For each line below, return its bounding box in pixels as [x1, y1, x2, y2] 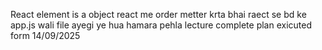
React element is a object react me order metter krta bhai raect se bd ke [10, 9, 307, 20]
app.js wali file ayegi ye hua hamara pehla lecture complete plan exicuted [10, 19, 313, 31]
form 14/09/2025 [10, 30, 81, 41]
